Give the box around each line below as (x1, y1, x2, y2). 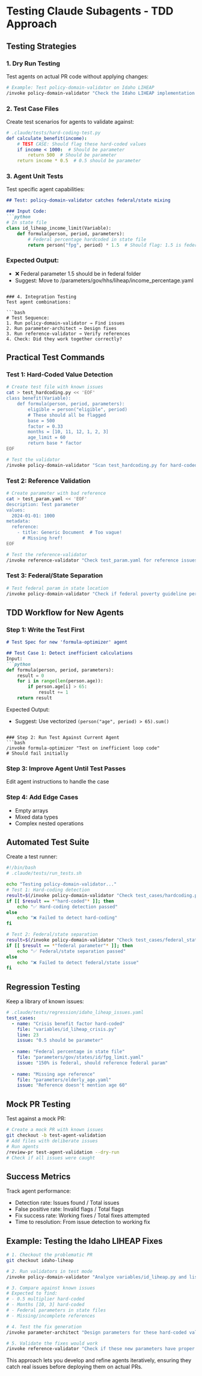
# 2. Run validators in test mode (6, 1268, 93, 1274)
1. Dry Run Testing (6, 59, 60, 68)
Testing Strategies (6, 41, 77, 51)
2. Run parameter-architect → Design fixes (6, 325, 117, 331)
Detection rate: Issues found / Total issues (14, 1199, 120, 1206)
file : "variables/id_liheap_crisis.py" (17, 1026, 117, 1032)
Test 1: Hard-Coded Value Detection (6, 370, 113, 379)
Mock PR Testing (6, 1099, 71, 1109)
